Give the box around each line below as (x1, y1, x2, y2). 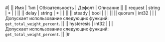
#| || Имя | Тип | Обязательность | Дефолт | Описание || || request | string (5, 5, 161, 10)
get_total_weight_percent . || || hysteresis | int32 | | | (5, 20, 113, 26)
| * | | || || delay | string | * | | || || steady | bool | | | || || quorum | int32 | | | (5, 10, 157, 16)
